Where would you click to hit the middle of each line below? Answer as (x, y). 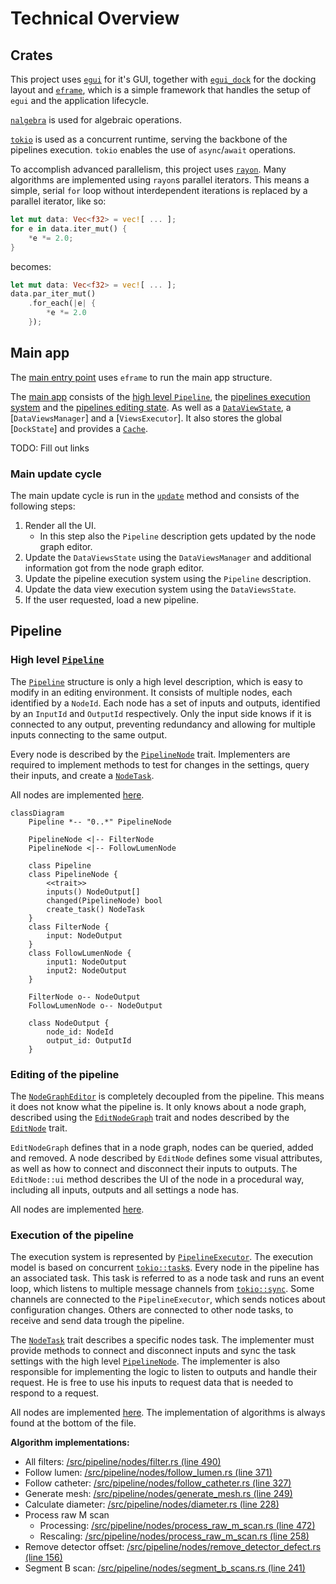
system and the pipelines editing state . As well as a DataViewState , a (151, 407)
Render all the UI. (60, 525)
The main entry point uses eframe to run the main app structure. (141, 377)
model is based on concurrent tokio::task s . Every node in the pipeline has (165, 1268)
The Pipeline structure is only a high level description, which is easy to (156, 681)
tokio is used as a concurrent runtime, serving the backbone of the (149, 139)
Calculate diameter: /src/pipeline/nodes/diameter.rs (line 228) (152, 1504)
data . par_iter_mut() (53, 294)
